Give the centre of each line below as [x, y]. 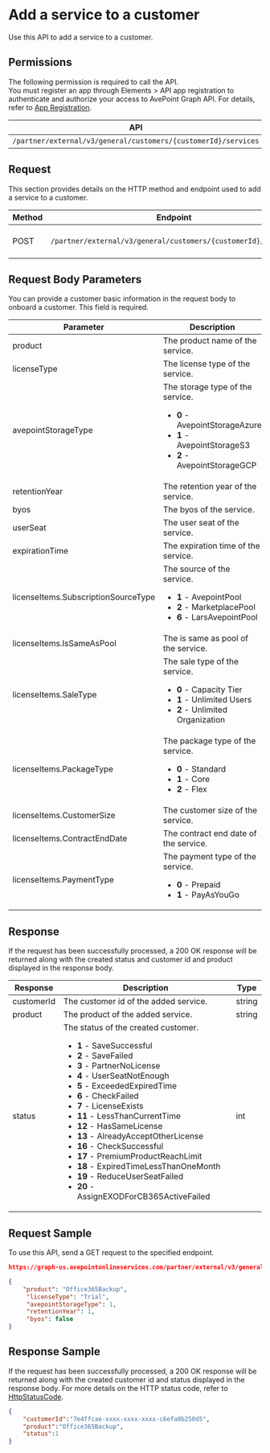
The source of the [197, 569]
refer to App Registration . [50, 107]
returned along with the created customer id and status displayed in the [127, 1379]
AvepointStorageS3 [213, 446]
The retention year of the [210, 487]
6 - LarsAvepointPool [217, 617]
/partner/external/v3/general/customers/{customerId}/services [136, 141]
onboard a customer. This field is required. [78, 307]
